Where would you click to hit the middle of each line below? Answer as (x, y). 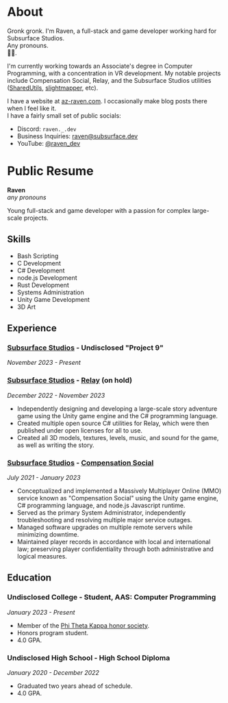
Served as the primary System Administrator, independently (101, 512)
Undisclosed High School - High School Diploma (89, 658)
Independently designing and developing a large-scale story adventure (117, 409)
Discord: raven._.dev (47, 129)
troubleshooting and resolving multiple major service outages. (104, 520)
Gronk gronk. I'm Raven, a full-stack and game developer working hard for (112, 31)
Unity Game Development (53, 299)
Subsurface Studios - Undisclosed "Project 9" (86, 348)
